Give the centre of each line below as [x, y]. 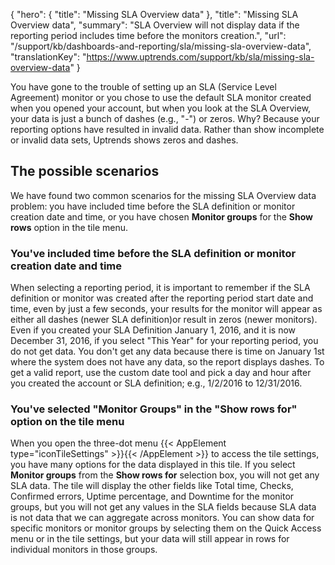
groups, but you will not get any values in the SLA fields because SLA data [163, 507]
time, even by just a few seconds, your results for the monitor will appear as [166, 309]
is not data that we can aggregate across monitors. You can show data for [162, 518]
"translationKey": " [48, 57]
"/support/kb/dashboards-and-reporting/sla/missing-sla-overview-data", [161, 46]
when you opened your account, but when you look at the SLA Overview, [161, 108]
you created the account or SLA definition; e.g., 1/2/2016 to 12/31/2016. [156, 383]
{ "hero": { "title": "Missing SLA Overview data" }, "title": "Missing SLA [154, 14]
